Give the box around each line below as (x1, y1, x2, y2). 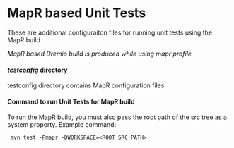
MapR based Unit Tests (7, 5, 146, 21)
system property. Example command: (7, 121, 117, 129)
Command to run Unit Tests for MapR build (7, 97, 135, 106)
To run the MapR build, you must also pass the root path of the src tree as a (7, 113, 228, 121)
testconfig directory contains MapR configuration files (7, 81, 165, 90)
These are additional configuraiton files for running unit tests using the (7, 28, 213, 37)
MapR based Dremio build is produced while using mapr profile (7, 49, 192, 58)
